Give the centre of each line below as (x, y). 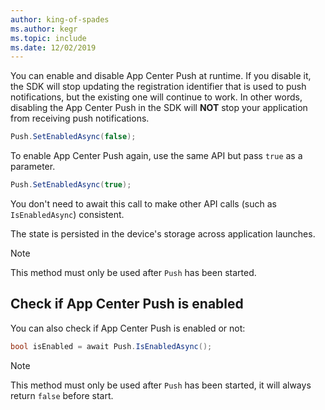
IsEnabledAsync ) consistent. (67, 214)
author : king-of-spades (60, 19)
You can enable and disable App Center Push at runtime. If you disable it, (161, 76)
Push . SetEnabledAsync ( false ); (73, 137)
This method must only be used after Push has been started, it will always (161, 385)
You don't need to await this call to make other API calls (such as (143, 204)
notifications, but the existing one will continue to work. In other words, (156, 97)
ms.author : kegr (44, 29)
